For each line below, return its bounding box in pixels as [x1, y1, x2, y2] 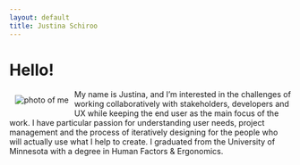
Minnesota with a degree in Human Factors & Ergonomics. [9, 146, 224, 157]
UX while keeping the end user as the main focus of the [73, 108, 279, 119]
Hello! [9, 60, 55, 80]
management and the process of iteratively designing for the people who [9, 127, 279, 138]
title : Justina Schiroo [9, 21, 99, 30]
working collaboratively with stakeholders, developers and [73, 99, 289, 110]
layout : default [9, 12, 70, 22]
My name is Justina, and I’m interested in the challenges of [73, 89, 291, 100]
